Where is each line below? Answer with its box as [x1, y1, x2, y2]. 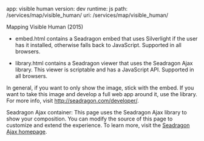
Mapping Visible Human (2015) [6, 24, 84, 30]
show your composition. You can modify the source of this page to [6, 115, 173, 122]
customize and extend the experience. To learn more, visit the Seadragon [6, 122, 190, 129]
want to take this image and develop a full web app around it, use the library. [6, 91, 197, 97]
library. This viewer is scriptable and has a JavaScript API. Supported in [15, 66, 194, 73]
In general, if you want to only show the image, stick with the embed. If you [6, 84, 194, 91]
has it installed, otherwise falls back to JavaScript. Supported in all [15, 42, 182, 48]
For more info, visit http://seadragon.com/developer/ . [6, 97, 139, 104]
